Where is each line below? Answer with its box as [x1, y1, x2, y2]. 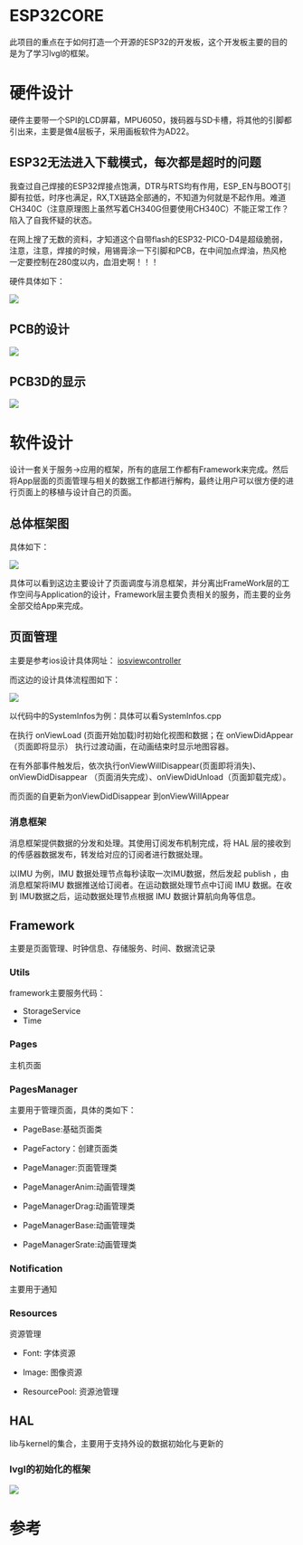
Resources [9, 1307, 58, 1320]
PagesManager [9, 1083, 79, 1095]
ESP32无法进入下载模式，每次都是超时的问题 [9, 155, 261, 170]
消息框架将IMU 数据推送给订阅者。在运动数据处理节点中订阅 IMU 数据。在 [9, 879, 285, 891]
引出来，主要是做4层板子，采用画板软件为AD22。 [9, 126, 194, 137]
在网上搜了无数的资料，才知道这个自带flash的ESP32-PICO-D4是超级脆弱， [9, 233, 288, 244]
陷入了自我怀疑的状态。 [9, 214, 97, 225]
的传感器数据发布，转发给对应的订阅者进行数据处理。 [9, 849, 208, 860]
